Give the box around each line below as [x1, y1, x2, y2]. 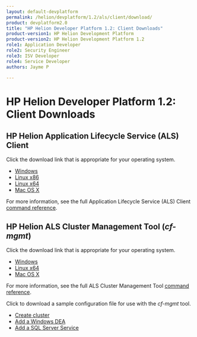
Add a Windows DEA [14, 318, 66, 325]
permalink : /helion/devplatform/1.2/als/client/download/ [6, 14, 152, 20]
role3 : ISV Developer [6, 53, 60, 59]
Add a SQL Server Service [14, 325, 79, 332]
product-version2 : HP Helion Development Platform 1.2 [6, 36, 145, 42]
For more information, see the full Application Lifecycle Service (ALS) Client [6, 198, 191, 205]
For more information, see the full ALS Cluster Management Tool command [6, 282, 189, 289]
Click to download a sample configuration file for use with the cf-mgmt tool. [6, 300, 191, 307]
